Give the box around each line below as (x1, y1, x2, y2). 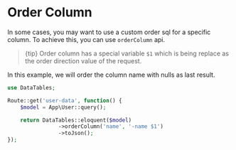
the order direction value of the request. (24, 56, 142, 65)
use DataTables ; (7, 84, 55, 91)
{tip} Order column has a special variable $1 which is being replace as (24, 49, 230, 58)
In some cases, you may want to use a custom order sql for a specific (7, 28, 211, 36)
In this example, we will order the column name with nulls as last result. (7, 70, 215, 79)
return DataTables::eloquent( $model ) (20, 117, 132, 124)
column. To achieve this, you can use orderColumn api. (7, 35, 166, 43)
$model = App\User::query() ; (20, 104, 107, 111)
